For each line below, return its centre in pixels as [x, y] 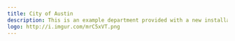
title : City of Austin [40, 14]
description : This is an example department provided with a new [104, 20]
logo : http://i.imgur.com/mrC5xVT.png [64, 26]
